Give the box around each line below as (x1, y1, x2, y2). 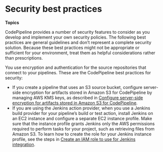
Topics (5, 20, 20, 25)
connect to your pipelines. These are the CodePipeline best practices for (5, 69, 151, 75)
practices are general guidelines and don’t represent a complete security (5, 39, 152, 45)
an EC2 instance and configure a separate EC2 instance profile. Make (12, 115, 152, 121)
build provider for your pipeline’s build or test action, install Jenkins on (12, 110, 153, 116)
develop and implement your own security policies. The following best (5, 34, 146, 40)
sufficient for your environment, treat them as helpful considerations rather (5, 50, 156, 56)
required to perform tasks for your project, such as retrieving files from (12, 126, 155, 131)
